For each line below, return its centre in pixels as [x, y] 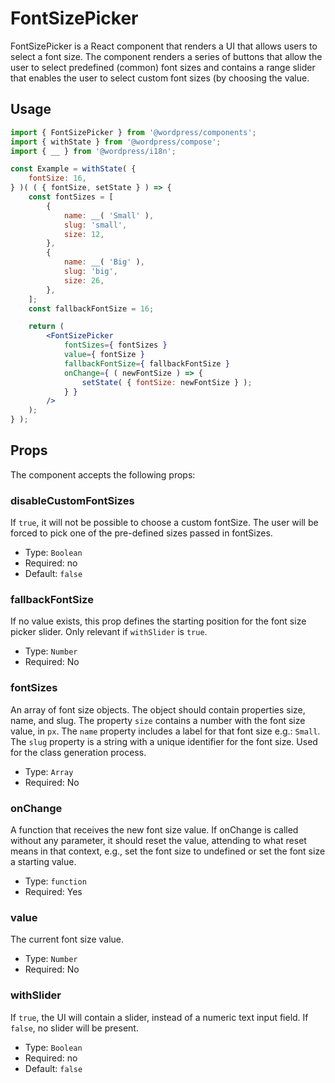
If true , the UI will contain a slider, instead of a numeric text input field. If [159, 1017]
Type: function [55, 881]
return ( [46, 327]
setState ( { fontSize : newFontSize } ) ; [167, 382]
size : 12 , [84, 234]
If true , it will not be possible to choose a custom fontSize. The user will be [164, 523]
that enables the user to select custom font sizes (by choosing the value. [160, 78]
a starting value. [43, 861]
